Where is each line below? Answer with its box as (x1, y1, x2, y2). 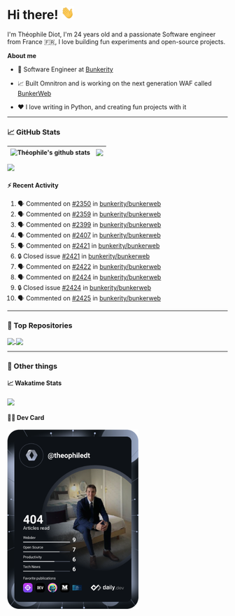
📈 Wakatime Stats (7, 379, 62, 387)
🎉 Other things (7, 361, 58, 371)
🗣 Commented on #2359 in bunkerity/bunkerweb (17, 210, 162, 218)
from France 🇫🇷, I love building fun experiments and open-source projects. (7, 37, 226, 45)
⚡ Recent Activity (7, 181, 59, 189)
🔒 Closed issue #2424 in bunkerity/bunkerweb (17, 283, 152, 292)
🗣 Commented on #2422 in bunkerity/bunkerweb (17, 262, 162, 271)
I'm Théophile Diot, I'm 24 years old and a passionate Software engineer (7, 30, 216, 38)
